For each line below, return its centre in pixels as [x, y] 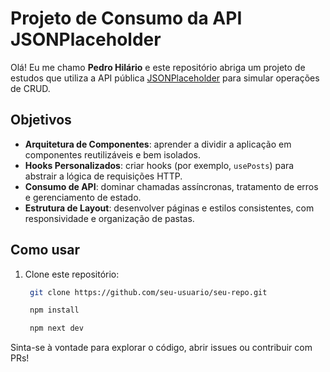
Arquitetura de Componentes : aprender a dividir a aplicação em [158, 144]
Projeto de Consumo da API [126, 18]
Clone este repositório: [72, 274]
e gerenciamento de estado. [83, 197]
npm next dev [56, 328]
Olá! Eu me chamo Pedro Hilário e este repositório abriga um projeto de [158, 67]
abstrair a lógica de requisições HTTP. [103, 176]
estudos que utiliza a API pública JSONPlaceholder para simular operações [165, 78]
